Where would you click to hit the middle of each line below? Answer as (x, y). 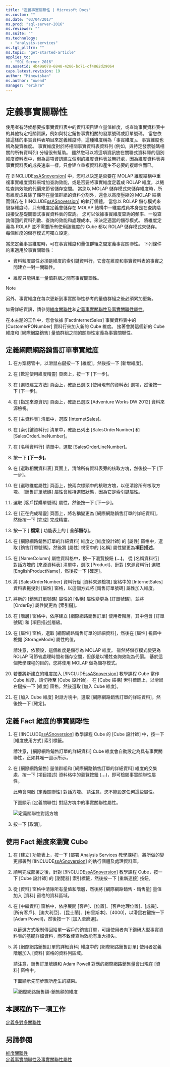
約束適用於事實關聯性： (30, 250)
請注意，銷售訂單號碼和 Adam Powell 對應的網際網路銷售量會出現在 (83, 964)
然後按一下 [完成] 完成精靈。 (42, 520)
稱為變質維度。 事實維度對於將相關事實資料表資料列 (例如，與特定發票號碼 (83, 146)
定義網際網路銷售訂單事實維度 (52, 350)
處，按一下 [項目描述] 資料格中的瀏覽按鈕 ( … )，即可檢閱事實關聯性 (82, 775)
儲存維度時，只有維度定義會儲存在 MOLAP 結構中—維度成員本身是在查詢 (81, 207)
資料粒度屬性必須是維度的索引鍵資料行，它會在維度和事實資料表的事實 (86, 261)
